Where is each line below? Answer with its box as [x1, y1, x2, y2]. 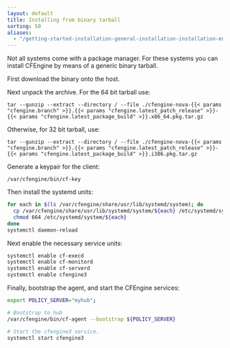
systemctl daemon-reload [7, 227, 78, 234]
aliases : [7, 29, 32, 36]
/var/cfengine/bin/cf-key [7, 176, 81, 183]
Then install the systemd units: [7, 188, 94, 196]
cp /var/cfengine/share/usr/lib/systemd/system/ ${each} [13, 208, 176, 214]
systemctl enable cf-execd [7, 252, 84, 259]
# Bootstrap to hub [7, 309, 63, 316]
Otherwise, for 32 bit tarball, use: [7, 125, 101, 134]
